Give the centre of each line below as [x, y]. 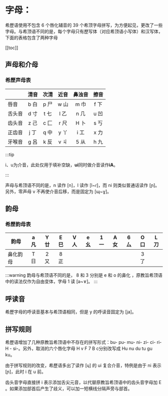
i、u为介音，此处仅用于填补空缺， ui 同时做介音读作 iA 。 [62, 165]
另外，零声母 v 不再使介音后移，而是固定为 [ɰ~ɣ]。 [58, 191]
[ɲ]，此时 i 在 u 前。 [25, 371]
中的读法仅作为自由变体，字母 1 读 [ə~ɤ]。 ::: [51, 282]
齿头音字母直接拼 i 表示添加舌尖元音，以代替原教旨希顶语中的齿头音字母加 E [83, 382]
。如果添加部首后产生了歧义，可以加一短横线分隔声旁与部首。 [69, 388]
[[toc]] [12, 48]
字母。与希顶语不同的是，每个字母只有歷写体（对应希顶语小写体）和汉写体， [84, 31]
